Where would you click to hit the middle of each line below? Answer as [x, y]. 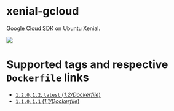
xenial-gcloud [43, 11]
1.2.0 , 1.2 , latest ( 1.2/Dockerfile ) [58, 94]
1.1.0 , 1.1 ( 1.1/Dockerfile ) [47, 101]
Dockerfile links [48, 78]
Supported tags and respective [87, 65]
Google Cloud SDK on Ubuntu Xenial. [53, 28]
